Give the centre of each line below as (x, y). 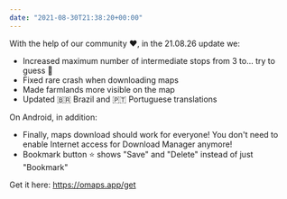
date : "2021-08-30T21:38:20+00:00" (76, 18)
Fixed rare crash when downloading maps (100, 80)
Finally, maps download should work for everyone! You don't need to (150, 134)
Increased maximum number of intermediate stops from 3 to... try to (148, 60)
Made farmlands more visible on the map (99, 89)
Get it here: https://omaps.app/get (73, 185)
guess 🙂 (37, 70)
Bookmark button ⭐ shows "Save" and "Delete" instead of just (138, 154)
